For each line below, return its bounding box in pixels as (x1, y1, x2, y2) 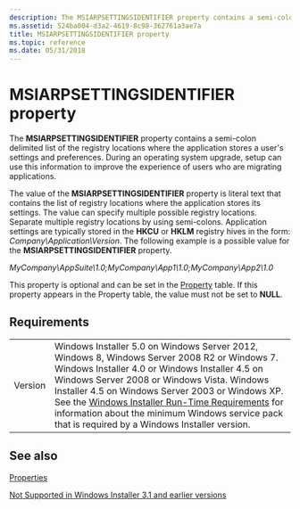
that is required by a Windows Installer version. (54, 418, 251, 431)
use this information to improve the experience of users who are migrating (9, 161, 282, 172)
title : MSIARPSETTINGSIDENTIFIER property (9, 29, 170, 38)
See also (9, 448, 58, 464)
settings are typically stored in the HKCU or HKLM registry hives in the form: (9, 226, 291, 237)
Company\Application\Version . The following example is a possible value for (9, 235, 290, 246)
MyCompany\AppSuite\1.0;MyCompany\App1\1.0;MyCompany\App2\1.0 (9, 262, 274, 273)
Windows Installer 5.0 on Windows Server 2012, (54, 340, 259, 352)
